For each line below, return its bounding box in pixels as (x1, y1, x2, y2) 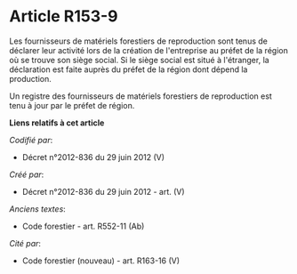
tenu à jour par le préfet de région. (9, 100, 135, 110)
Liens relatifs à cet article (9, 117, 105, 128)
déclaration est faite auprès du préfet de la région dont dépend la (9, 64, 248, 75)
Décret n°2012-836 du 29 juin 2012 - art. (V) (21, 186, 185, 197)
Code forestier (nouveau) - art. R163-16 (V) (21, 255, 181, 266)
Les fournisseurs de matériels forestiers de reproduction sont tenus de (9, 36, 269, 46)
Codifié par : (9, 134, 53, 145)
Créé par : (9, 169, 44, 180)
